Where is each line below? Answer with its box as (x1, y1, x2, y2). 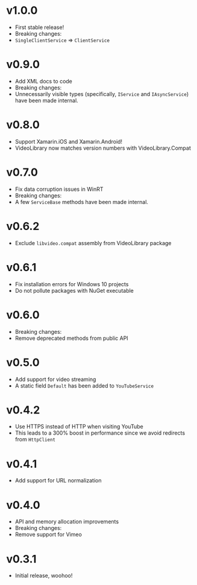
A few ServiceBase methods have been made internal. (14, 198, 149, 205)
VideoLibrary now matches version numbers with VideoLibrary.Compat (14, 144, 192, 152)
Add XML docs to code (14, 77, 72, 85)
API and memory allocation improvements (14, 518, 119, 525)
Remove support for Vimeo (14, 531, 83, 538)
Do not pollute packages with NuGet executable (14, 287, 134, 294)
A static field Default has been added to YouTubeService (14, 382, 154, 389)
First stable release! (14, 24, 64, 31)
